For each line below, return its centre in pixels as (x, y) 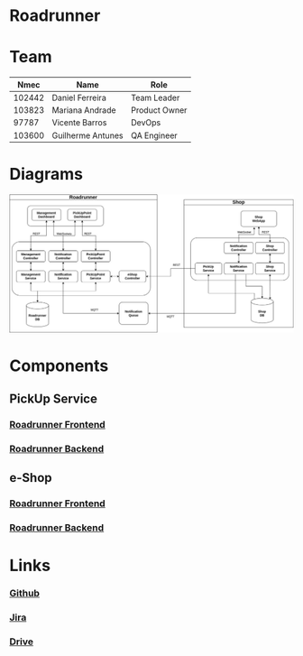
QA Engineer (154, 135)
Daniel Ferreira (79, 97)
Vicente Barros (79, 123)
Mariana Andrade (84, 110)
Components (59, 365)
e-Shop (31, 478)
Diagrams (46, 175)
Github (25, 594)
